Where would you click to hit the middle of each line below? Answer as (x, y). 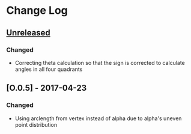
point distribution (36, 124)
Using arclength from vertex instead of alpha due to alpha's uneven (98, 118)
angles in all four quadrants (49, 69)
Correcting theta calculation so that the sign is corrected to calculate (100, 62)
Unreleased (29, 33)
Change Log (37, 11)
